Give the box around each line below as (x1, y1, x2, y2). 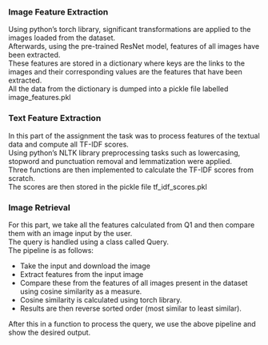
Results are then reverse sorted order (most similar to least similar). (19, 303, 242, 313)
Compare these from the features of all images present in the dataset (19, 278, 248, 287)
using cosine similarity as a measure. (19, 287, 142, 296)
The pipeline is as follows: (8, 245, 94, 255)
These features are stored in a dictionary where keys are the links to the (8, 58, 246, 68)
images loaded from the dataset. (8, 33, 116, 42)
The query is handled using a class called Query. (8, 237, 170, 247)
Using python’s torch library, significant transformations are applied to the (8, 25, 251, 34)
